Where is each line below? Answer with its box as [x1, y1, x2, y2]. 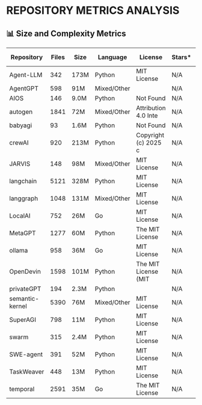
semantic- [9, 295, 39, 303]
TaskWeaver [9, 368, 44, 375]
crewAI [9, 139, 29, 146]
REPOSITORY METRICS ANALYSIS [6, 4, 180, 17]
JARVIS [9, 160, 31, 168]
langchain [9, 177, 37, 185]
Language [97, 53, 127, 61]
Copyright [136, 131, 164, 139]
